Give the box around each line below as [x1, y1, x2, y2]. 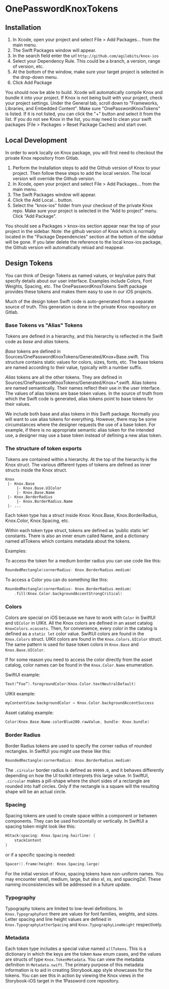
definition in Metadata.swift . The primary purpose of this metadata [5, 962, 144, 968]
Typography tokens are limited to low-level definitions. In [5, 906, 123, 912]
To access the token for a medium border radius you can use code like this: [5, 558, 161, 564]
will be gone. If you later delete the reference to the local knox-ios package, [5, 239, 162, 245]
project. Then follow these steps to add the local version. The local [12, 170, 151, 176]
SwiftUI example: [5, 672, 41, 678]
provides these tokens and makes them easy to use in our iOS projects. [5, 289, 153, 295]
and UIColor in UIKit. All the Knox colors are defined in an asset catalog [5, 620, 153, 626]
